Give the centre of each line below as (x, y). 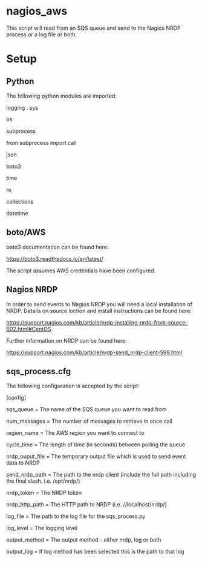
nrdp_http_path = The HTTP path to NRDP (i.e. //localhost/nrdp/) (87, 505)
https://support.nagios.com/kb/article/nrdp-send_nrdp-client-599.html (94, 352)
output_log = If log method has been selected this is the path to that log (95, 552)
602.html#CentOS (29, 329)
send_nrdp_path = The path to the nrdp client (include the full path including (101, 475)
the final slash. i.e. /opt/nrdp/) (43, 481)
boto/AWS (26, 233)
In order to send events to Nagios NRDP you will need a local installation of (99, 304)
